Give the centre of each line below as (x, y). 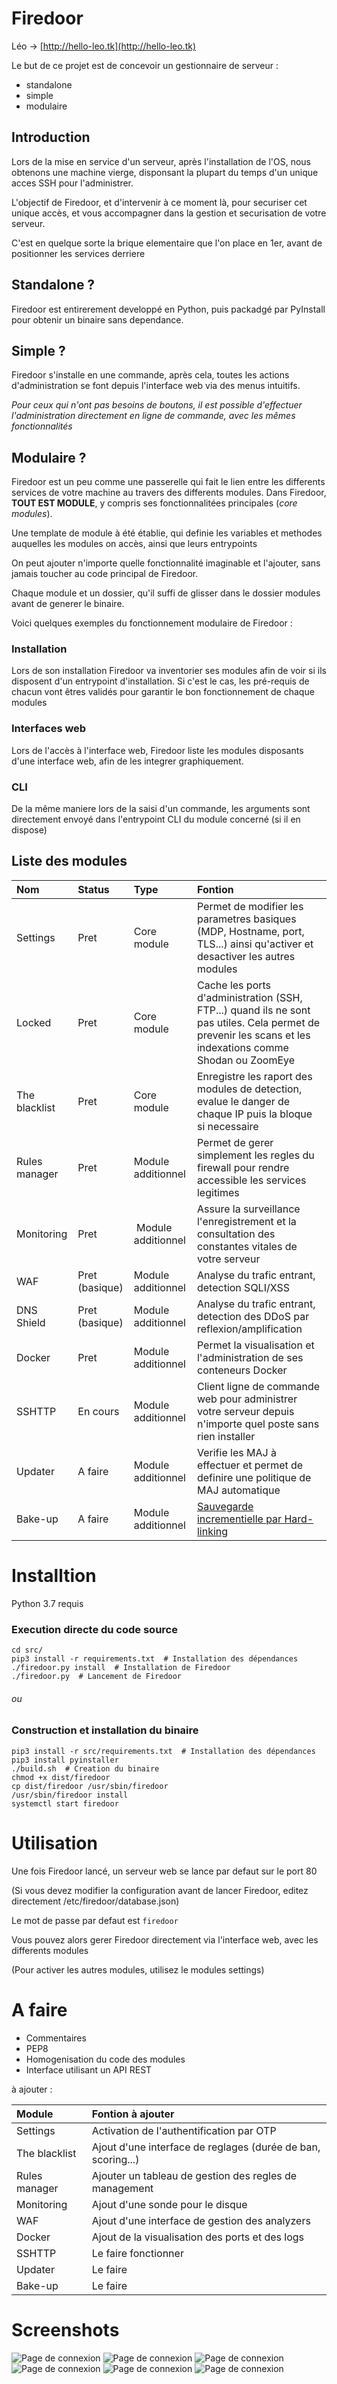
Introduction (51, 137)
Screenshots (65, 2329)
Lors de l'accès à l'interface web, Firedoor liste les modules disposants (157, 750)
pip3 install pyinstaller (65, 1760)
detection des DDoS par (253, 1316)
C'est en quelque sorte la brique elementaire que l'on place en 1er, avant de (167, 243)
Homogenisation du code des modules (105, 2059)
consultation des (236, 1234)
